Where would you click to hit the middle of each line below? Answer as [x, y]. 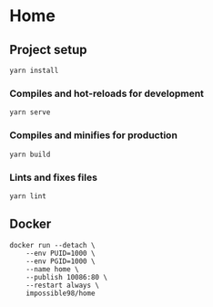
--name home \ [52, 269]
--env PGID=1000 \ [61, 261]
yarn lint [28, 196]
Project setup [49, 50]
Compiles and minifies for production [93, 135]
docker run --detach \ [52, 245]
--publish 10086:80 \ [66, 277]
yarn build [30, 154]
